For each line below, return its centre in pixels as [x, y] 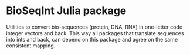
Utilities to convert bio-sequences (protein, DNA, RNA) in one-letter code [94, 27]
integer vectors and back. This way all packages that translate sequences [95, 33]
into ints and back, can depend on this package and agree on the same [92, 39]
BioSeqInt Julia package [66, 11]
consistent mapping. [31, 46]
